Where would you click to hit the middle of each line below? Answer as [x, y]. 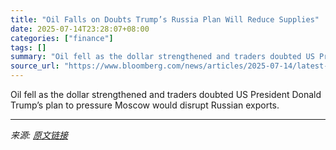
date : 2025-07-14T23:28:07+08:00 [80, 29]
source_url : [35, 66]
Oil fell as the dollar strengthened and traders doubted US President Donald [166, 94]
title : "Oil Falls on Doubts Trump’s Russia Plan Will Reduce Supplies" [165, 19]
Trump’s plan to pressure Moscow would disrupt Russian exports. [145, 105]
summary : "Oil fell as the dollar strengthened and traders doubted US [162, 57]
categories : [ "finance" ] [62, 38]
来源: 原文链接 [39, 135]
